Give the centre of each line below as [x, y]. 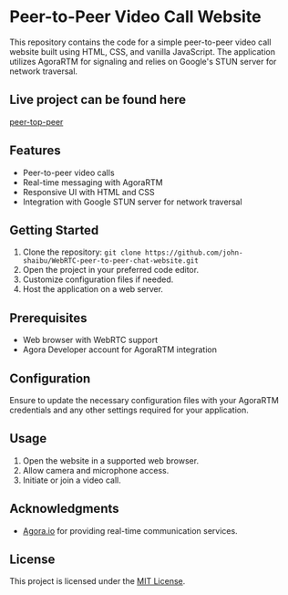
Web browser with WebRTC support [90, 340]
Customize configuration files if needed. [98, 279]
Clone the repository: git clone [82, 252]
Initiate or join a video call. [72, 480]
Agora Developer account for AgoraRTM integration [119, 350]
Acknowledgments [65, 509]
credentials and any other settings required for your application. [129, 410]
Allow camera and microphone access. [96, 470]
